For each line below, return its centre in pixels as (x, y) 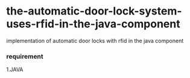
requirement (25, 56)
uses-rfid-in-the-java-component (93, 24)
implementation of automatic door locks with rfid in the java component (95, 41)
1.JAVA (15, 70)
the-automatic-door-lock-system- (94, 11)
